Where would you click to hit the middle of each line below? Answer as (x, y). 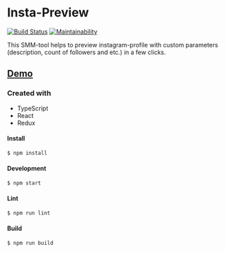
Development (27, 169)
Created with (29, 93)
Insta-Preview (48, 13)
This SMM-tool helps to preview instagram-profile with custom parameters (113, 45)
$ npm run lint (29, 213)
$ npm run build (30, 243)
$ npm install (27, 153)
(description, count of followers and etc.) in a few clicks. (86, 52)
